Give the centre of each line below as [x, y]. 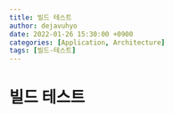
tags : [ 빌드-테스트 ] [43, 51]
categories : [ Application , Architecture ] [87, 42]
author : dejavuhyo [43, 26]
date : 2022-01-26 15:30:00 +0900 [71, 34]
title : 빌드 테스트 [41, 17]
